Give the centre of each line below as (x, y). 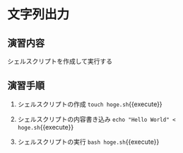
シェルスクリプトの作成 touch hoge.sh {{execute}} (90, 104)
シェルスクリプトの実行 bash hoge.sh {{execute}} (88, 142)
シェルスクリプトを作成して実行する (60, 61)
